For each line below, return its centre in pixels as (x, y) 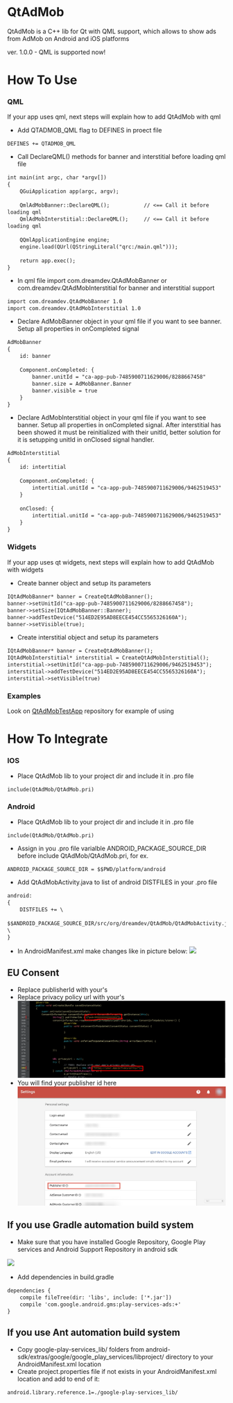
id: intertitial (43, 467)
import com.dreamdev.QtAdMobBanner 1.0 (65, 302)
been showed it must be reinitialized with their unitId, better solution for (119, 432)
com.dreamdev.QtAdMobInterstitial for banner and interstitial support (116, 288)
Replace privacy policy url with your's (71, 997)
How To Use (42, 80)
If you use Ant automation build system (94, 1333)
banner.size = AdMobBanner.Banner (82, 384)
